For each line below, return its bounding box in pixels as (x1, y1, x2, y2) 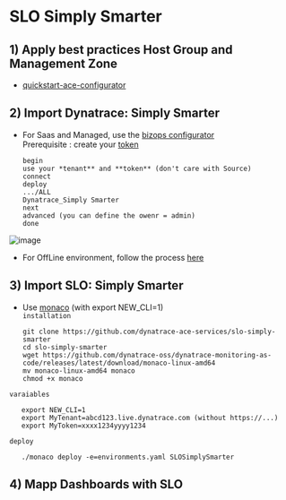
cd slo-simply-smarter (22, 342, 108, 351)
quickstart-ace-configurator (22, 80, 126, 91)
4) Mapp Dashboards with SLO (9, 477, 184, 492)
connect (22, 172, 51, 181)
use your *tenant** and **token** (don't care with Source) (22, 164, 252, 173)
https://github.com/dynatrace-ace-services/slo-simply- (62, 327, 276, 336)
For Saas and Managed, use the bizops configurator (22, 129, 215, 140)
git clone (22, 327, 60, 336)
